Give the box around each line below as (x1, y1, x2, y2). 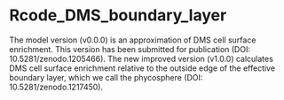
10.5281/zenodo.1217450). (9, 81, 104, 92)
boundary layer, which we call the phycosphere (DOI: (9, 72, 203, 82)
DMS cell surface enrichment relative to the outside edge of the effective (9, 63, 276, 73)
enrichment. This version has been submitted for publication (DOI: (9, 43, 251, 54)
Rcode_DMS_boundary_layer (9, 5, 227, 26)
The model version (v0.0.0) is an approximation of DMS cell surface (9, 35, 256, 45)
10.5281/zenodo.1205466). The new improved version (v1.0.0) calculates (9, 53, 273, 64)
